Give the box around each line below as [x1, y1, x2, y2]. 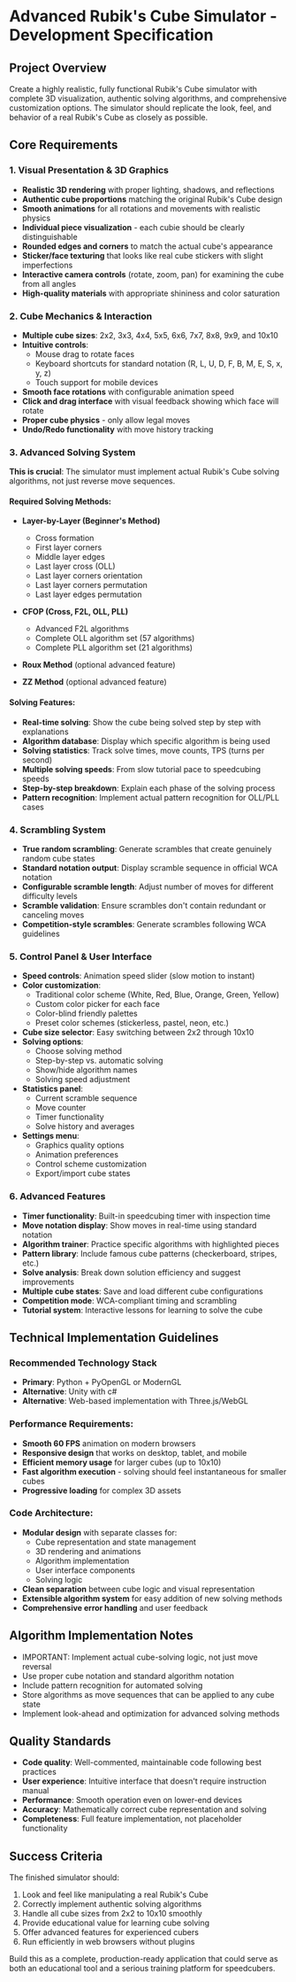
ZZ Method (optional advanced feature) [21, 677, 168, 687]
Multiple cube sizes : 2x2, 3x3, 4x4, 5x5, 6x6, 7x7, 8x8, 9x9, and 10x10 [21, 329, 278, 340]
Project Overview [9, 60, 107, 75]
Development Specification [9, 25, 214, 45]
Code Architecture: [9, 1507, 94, 1520]
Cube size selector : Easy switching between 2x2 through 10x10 [21, 1027, 254, 1038]
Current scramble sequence [34, 1093, 138, 1103]
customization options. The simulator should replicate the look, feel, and [9, 103, 272, 112]
